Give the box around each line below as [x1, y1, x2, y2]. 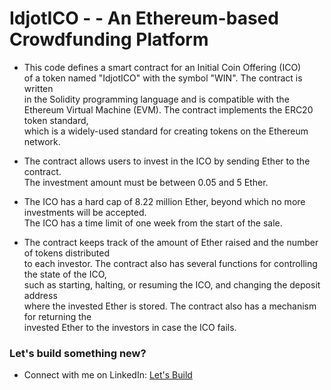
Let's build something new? [9, 346, 147, 360]
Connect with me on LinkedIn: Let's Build [23, 369, 193, 381]
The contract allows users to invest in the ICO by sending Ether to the [23, 155, 311, 167]
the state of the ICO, [23, 268, 107, 280]
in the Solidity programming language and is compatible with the [23, 93, 290, 105]
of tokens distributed [23, 247, 111, 259]
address [23, 289, 58, 301]
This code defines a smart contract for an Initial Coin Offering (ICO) [23, 61, 302, 73]
